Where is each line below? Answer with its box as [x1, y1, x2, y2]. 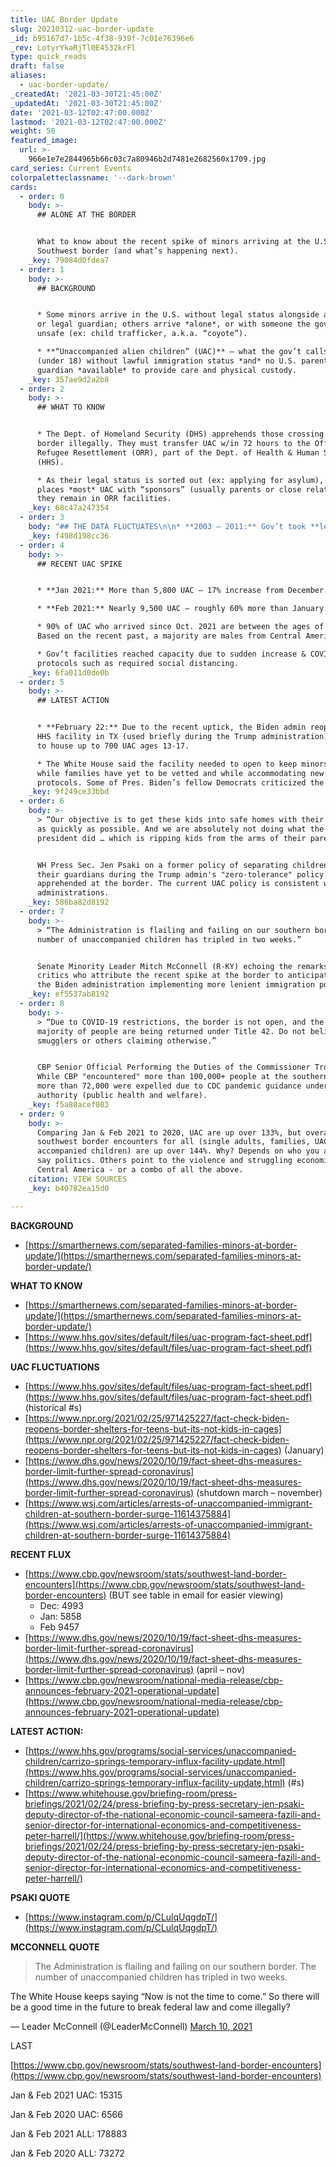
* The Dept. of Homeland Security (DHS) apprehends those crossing [36, 429, 325, 440]
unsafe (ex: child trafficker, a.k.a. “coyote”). [36, 329, 248, 339]
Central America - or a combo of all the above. [36, 1165, 244, 1175]
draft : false [10, 61, 65, 71]
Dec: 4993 [39, 1599, 84, 1611]
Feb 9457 [39, 1621, 80, 1633]
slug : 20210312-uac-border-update [10, 24, 155, 34]
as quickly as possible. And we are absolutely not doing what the [36, 824, 325, 834]
